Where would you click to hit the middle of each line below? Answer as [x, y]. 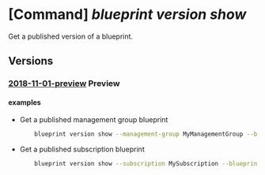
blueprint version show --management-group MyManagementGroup [139, 134]
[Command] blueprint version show [127, 15]
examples [25, 102]
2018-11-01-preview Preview [64, 84]
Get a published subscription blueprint [82, 149]
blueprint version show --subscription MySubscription [127, 164]
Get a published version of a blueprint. [70, 36]
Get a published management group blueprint [94, 120]
